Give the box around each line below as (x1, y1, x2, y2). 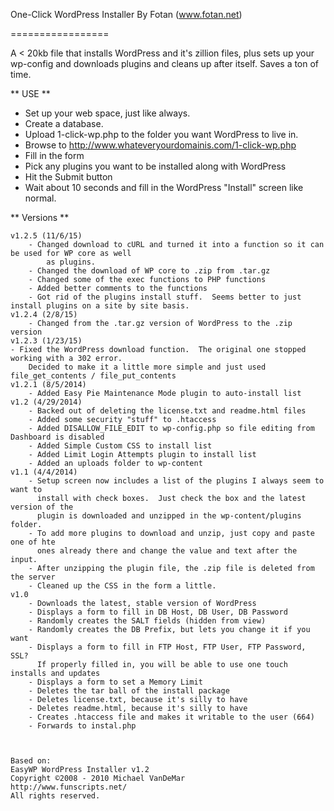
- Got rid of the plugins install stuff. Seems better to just (28, 292, 302, 302)
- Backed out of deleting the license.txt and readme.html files (28, 406, 307, 416)
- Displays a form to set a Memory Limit (28, 677, 203, 687)
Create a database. (24, 118, 104, 129)
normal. (24, 192, 57, 204)
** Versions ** (10, 212, 70, 223)
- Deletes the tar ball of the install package (28, 686, 230, 696)
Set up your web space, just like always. (24, 107, 191, 119)
